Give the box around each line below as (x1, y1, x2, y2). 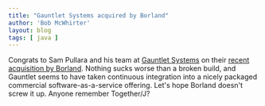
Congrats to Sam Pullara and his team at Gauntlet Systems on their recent (8, 55, 250, 65)
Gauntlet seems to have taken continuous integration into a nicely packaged (8, 72, 257, 81)
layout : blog (8, 26, 52, 34)
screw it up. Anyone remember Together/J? (8, 89, 150, 99)
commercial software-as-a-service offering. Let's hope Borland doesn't (8, 81, 244, 90)
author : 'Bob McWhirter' (8, 19, 91, 27)
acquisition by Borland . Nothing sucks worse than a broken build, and (8, 64, 236, 74)
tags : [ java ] (8, 33, 59, 42)
